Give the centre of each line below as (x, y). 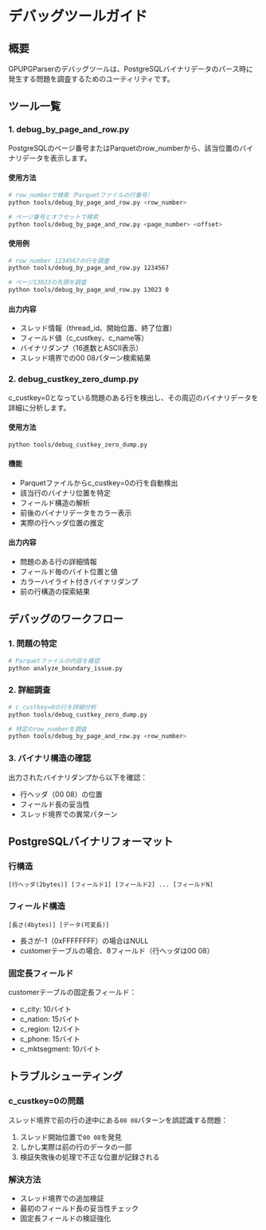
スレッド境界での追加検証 (62, 1198)
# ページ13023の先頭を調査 (47, 283)
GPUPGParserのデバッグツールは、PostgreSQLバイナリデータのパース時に (131, 69)
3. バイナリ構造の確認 (50, 758)
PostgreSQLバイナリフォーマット (91, 841)
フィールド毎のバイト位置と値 (68, 572)
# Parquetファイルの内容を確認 (54, 661)
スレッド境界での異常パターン (68, 814)
